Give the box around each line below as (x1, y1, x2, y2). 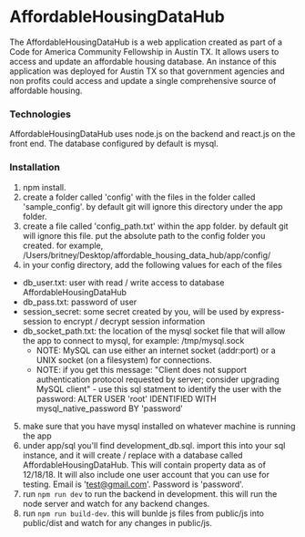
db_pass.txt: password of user (22, 296, 137, 307)
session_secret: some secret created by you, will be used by (22, 305, 249, 316)
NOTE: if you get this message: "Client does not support (36, 364, 248, 375)
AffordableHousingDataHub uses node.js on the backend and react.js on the (9, 129, 296, 139)
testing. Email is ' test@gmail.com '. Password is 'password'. (22, 479, 244, 490)
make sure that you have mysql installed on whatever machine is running (22, 420, 296, 431)
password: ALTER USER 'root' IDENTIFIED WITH (36, 393, 217, 404)
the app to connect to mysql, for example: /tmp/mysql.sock (22, 335, 245, 346)
